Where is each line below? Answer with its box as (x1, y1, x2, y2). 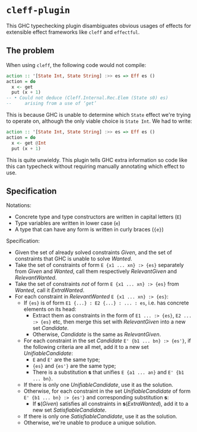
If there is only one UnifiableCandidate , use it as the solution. (23, 382, 174, 389)
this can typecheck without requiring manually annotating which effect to (6, 163, 185, 170)
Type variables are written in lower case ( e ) (14, 220, 120, 227)
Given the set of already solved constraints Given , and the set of (14, 249, 172, 256)
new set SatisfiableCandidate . (32, 406, 107, 414)
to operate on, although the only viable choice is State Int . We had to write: (6, 117, 192, 125)
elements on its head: (23, 306, 77, 313)
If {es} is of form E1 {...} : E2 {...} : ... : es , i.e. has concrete (23, 299, 189, 307)
